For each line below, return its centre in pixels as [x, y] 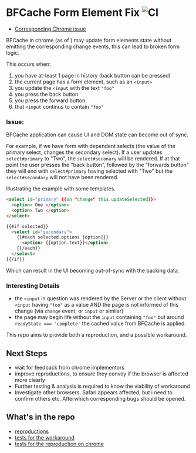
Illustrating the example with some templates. [61, 189]
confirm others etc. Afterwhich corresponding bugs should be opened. [100, 398]
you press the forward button [50, 100]
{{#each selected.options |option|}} [63, 237]
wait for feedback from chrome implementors [70, 367]
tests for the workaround [45, 437]
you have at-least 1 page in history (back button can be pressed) [93, 75]
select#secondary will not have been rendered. [62, 177]
